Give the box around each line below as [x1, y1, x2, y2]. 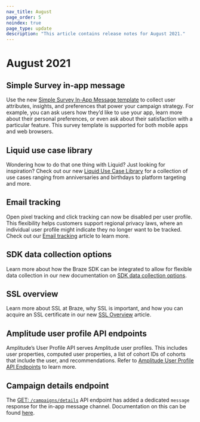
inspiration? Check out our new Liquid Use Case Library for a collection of [6, 167, 188, 174]
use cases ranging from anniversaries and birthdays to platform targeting [6, 174, 186, 181]
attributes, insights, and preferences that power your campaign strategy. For [6, 103, 194, 110]
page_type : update [6, 25, 52, 32]
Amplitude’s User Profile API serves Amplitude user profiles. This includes [6, 344, 188, 352]
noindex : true [6, 20, 42, 26]
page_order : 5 [6, 14, 42, 20]
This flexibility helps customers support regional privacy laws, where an [6, 219, 183, 227]
